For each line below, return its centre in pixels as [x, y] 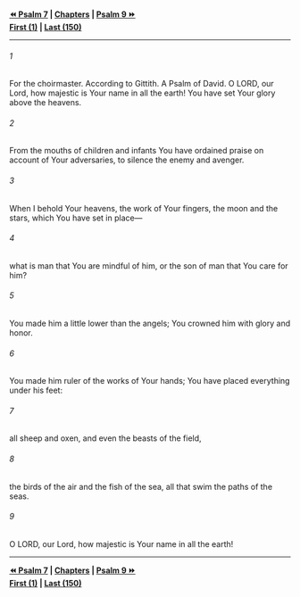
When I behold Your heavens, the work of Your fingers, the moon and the [144, 208]
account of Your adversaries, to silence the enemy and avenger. [127, 160]
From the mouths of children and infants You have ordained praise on [137, 151]
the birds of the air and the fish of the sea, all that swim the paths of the [141, 486]
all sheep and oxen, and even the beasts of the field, [106, 438]
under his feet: [36, 390]
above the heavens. [46, 103]
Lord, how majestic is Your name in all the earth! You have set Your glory [142, 93]
